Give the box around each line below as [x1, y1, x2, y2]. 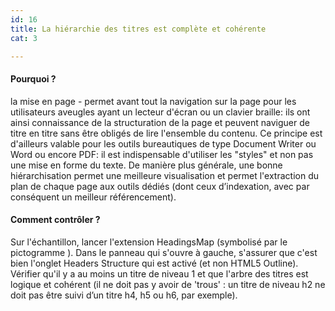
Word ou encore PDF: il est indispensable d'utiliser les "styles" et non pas [10, 148, 314, 160]
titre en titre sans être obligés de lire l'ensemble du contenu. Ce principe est [10, 127, 323, 139]
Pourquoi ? [10, 72, 57, 85]
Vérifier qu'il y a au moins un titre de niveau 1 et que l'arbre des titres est [10, 267, 309, 280]
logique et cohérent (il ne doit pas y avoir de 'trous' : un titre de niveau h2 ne [10, 278, 326, 290]
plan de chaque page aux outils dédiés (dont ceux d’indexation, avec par [10, 180, 310, 192]
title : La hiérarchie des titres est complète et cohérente [10, 24, 267, 34]
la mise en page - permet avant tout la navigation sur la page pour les [10, 95, 297, 107]
